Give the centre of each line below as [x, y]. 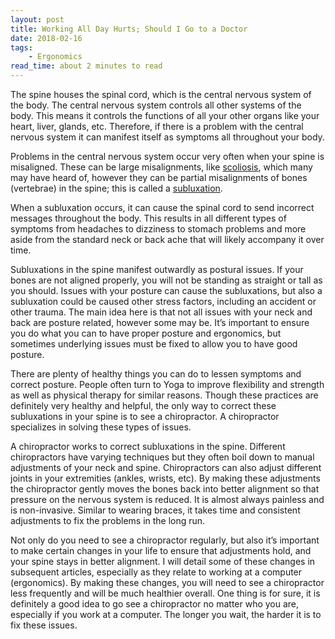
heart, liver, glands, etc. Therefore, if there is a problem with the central [157, 126]
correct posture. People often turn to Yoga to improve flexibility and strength [167, 384]
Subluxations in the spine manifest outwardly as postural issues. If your [157, 269]
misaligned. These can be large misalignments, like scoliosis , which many [161, 167]
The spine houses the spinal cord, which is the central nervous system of [161, 94]
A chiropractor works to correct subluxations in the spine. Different [148, 446]
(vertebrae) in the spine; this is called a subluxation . [116, 188]
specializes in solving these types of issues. [101, 427]
